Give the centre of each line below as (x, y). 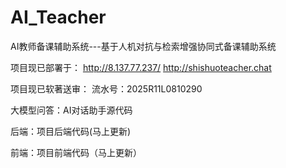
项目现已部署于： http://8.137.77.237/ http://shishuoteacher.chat (141, 67)
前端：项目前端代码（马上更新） (76, 152)
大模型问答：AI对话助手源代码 (71, 110)
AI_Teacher (58, 17)
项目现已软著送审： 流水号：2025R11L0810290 (106, 88)
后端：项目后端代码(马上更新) (71, 131)
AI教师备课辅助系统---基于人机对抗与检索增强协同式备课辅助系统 (143, 46)
